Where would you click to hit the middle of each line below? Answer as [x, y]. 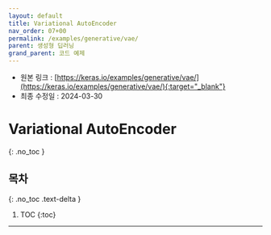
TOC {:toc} [38, 214]
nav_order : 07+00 [38, 31]
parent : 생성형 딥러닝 [42, 46]
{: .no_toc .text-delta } [45, 199]
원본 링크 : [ [39, 77]
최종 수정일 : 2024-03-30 [61, 96]
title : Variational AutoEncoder [63, 23]
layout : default [35, 16]
